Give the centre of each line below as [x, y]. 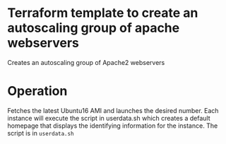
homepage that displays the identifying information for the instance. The [113, 126]
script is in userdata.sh [41, 133]
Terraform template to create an [103, 13]
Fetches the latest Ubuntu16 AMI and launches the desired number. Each [113, 110]
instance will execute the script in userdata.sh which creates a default [109, 118]
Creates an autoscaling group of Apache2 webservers [86, 62]
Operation [37, 91]
